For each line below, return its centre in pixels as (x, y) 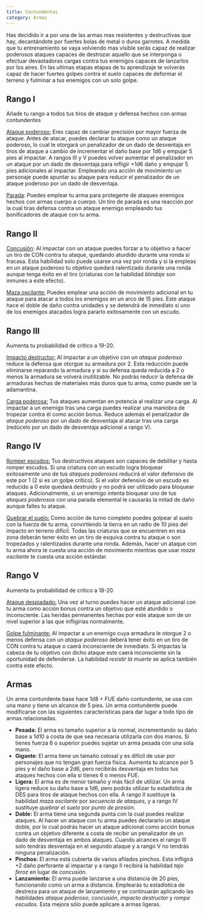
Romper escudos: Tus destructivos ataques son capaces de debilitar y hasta (102, 461)
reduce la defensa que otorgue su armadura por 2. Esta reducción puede (98, 363)
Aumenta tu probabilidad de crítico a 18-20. (61, 590)
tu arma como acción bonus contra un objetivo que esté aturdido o (90, 609)
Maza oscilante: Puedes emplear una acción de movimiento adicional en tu (100, 293)
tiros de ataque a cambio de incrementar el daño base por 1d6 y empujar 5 (99, 151)
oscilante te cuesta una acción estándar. (57, 556)
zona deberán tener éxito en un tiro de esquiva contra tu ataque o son (93, 537)
